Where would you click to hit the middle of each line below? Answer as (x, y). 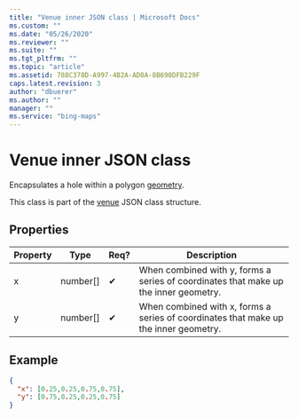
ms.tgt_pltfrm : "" (43, 59)
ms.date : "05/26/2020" (51, 34)
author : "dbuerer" (43, 91)
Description (212, 255)
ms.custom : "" (35, 26)
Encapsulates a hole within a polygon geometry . (97, 185)
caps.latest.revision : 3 (55, 83)
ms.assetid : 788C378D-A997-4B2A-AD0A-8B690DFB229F (105, 75)
